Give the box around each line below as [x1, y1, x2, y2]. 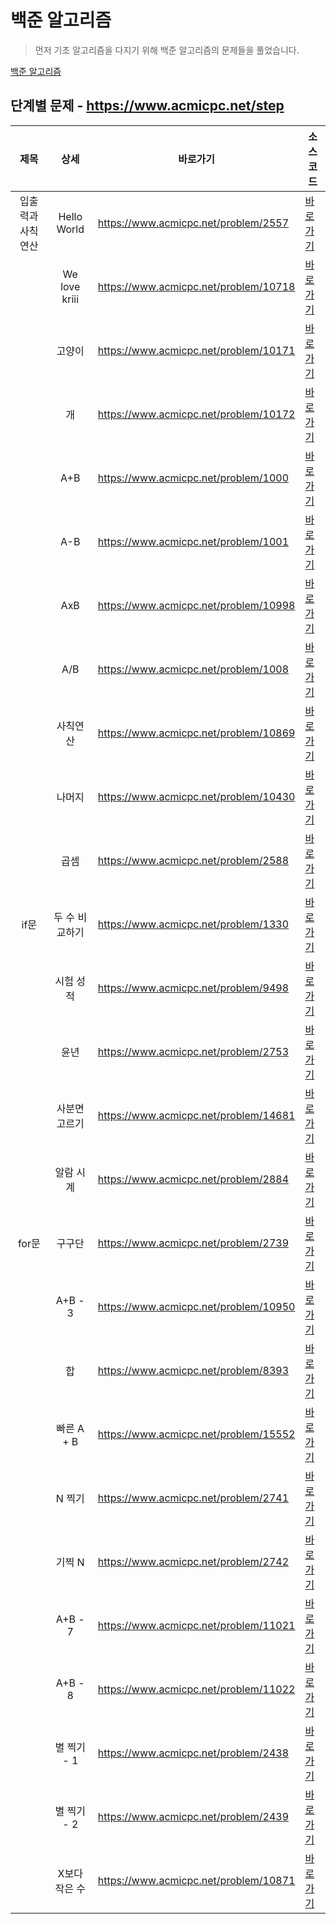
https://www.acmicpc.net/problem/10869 [97, 726, 296, 740]
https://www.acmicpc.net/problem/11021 [97, 1618, 296, 1632]
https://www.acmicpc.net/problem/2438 [97, 1746, 290, 1760]
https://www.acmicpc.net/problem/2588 [97, 853, 290, 867]
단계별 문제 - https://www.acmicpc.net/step [10, 97, 285, 115]
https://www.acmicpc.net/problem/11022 [97, 1682, 296, 1696]
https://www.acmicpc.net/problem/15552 [97, 1427, 296, 1441]
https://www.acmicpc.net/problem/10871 [97, 1873, 296, 1887]
